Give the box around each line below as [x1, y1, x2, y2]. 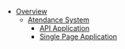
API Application [39, 24, 89, 32]
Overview [15, 7, 47, 16]
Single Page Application [39, 32, 117, 41]
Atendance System [27, 15, 89, 24]
